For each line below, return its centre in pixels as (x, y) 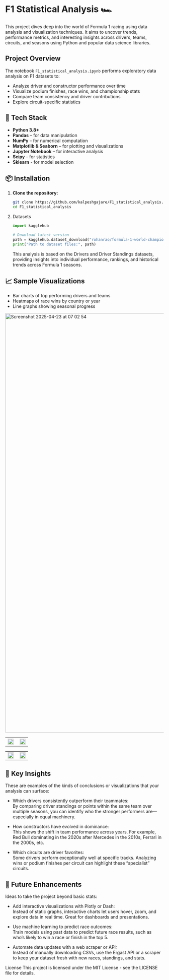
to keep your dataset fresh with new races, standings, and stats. (79, 958)
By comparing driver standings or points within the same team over (82, 806)
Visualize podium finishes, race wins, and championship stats (76, 91)
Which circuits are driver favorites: (48, 853)
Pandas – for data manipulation (45, 135)
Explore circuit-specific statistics (46, 102)
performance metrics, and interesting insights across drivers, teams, (76, 37)
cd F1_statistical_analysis (42, 207)
